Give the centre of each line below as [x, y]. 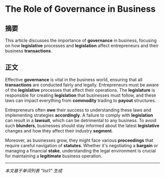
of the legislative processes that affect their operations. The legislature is [80, 90]
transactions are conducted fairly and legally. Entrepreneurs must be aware [82, 85]
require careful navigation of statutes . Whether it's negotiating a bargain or [82, 145]
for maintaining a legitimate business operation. [54, 156]
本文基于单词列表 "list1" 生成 [34, 171]
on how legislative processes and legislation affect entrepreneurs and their [82, 46]
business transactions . [29, 51]
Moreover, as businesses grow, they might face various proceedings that [79, 140]
